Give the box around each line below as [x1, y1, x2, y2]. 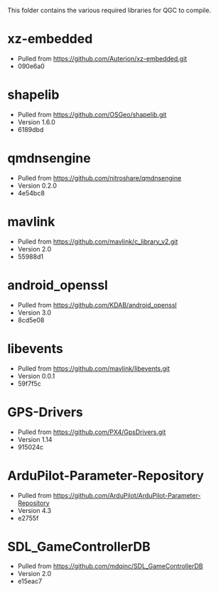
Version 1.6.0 [17, 117, 55, 126]
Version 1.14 [17, 435, 53, 443]
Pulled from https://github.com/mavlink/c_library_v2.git [17, 237, 178, 246]
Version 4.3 [17, 506, 52, 514]
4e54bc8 [17, 188, 45, 197]
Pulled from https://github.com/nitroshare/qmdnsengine [17, 173, 182, 182]
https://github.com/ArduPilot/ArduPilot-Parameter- [53, 491, 201, 499]
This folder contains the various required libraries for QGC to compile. [7, 6, 212, 14]
